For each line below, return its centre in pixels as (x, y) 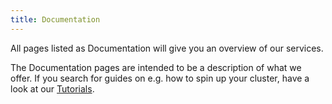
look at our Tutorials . (52, 88)
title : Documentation (55, 19)
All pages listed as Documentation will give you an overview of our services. (167, 48)
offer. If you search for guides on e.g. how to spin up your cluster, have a (160, 78)
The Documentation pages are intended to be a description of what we (156, 67)
